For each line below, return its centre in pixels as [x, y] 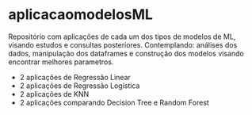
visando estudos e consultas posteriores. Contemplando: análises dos [123, 44]
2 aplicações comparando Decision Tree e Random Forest [115, 102]
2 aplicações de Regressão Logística [80, 86]
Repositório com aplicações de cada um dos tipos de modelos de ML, [122, 36]
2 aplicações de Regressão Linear [75, 77]
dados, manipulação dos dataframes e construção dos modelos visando [126, 53]
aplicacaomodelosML [80, 15]
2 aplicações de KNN [54, 94]
